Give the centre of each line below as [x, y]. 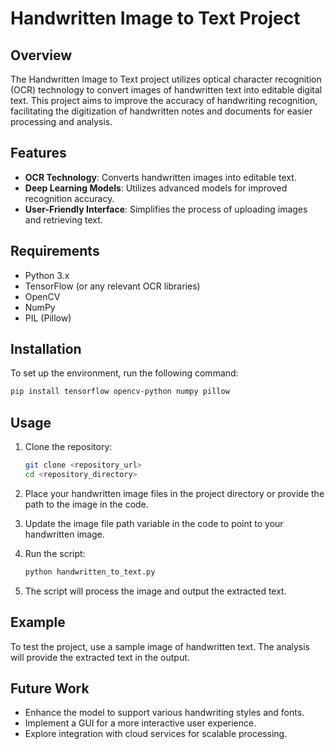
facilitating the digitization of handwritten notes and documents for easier [161, 111]
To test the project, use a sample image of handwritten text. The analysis [160, 646]
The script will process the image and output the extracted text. [155, 591]
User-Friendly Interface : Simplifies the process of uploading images [166, 209]
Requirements [55, 251]
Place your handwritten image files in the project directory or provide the [174, 493]
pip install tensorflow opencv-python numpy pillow [120, 392]
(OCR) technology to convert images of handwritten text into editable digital [166, 90]
